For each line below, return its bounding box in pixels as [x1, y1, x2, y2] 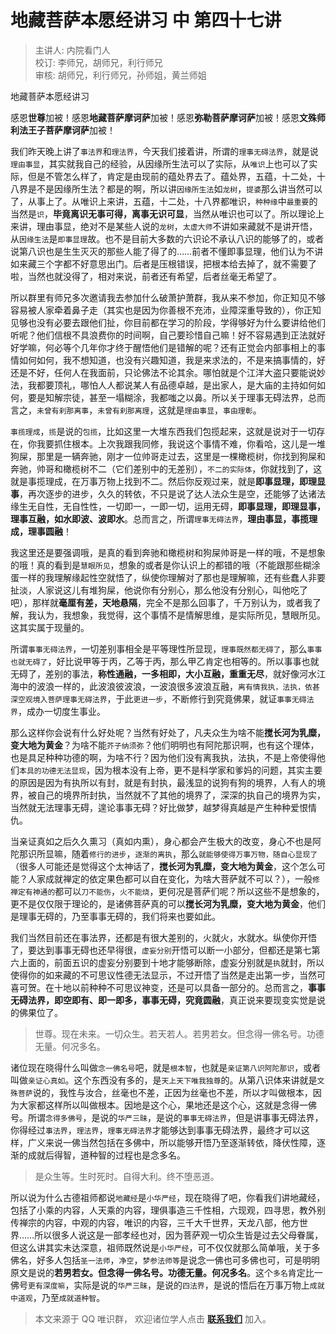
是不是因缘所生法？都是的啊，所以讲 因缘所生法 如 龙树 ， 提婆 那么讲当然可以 [27, 182, 323, 195]
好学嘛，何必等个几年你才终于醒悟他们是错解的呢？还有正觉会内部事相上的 [10, 341, 317, 353]
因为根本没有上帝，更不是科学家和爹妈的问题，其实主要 [94, 764, 323, 776]
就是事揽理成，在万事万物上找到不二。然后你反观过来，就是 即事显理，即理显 [10, 475, 326, 487]
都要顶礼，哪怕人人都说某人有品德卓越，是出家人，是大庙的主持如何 [36, 379, 317, 391]
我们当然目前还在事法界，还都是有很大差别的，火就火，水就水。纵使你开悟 [10, 931, 317, 943]
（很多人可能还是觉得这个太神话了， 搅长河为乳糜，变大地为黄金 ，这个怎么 [10, 860, 317, 872]
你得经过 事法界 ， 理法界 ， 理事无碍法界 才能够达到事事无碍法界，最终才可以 [10, 1124, 302, 1136]
